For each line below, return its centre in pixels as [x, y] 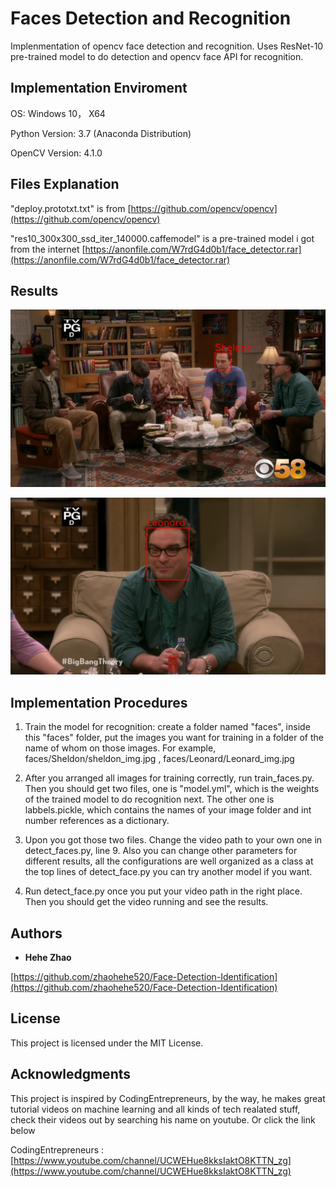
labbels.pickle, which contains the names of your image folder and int [168, 810]
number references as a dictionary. [97, 821]
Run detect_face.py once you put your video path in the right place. [163, 891]
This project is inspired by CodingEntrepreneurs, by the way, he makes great [168, 1098]
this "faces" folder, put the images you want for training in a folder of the [174, 738]
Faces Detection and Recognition [151, 18]
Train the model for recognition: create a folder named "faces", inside [167, 727]
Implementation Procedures [99, 702]
